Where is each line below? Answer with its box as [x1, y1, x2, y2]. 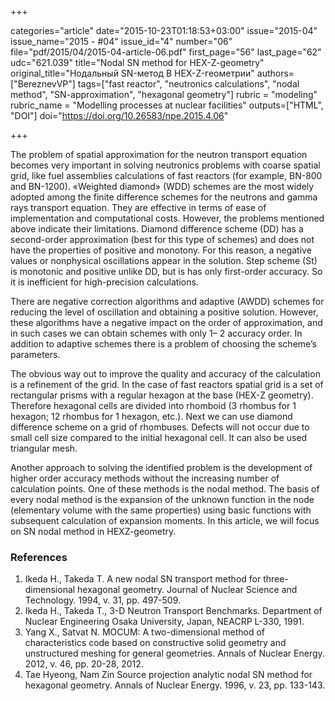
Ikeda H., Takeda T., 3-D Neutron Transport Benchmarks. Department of [24, 605, 323, 617]
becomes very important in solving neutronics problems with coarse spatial [10, 159, 321, 171]
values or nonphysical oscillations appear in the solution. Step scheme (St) [10, 255, 318, 266]
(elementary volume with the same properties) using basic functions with [10, 504, 312, 516]
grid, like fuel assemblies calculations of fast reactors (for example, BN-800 [10, 170, 323, 181]
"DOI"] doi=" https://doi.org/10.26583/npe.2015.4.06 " [10, 110, 229, 121]
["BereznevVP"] [10, 78, 76, 90]
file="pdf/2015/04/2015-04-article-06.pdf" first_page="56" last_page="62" [10, 46, 322, 58]
